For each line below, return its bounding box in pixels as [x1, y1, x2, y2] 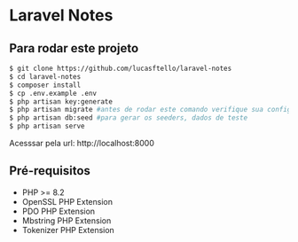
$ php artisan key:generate [9, 97, 114, 106]
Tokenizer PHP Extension [21, 224, 115, 235]
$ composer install [9, 81, 82, 90]
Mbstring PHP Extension [21, 215, 112, 226]
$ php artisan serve [9, 121, 86, 131]
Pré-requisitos [9, 163, 91, 178]
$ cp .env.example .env [9, 89, 98, 98]
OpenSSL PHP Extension [21, 196, 114, 207]
